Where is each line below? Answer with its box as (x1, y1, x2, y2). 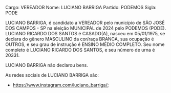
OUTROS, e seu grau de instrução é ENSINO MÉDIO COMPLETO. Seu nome (5, 41, 165, 48)
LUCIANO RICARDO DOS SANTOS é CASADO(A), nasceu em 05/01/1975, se (5, 31, 165, 36)
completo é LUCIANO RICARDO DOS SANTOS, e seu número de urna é (5, 47, 155, 53)
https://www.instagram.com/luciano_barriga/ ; (12, 82, 109, 88)
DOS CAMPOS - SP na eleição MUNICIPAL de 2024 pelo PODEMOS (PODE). (5, 25, 166, 31)
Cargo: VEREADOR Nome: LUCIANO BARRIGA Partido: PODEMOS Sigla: (5, 5, 157, 10)
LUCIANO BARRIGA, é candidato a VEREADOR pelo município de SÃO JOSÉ (5, 20, 165, 26)
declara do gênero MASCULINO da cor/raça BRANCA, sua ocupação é (5, 36, 155, 42)
